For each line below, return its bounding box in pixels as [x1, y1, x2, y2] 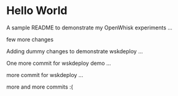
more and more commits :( [6, 83, 74, 90]
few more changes [6, 35, 54, 43]
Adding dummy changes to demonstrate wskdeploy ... [6, 47, 143, 55]
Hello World [6, 4, 68, 18]
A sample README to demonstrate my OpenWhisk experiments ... [6, 24, 173, 31]
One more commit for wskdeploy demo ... [6, 59, 112, 67]
